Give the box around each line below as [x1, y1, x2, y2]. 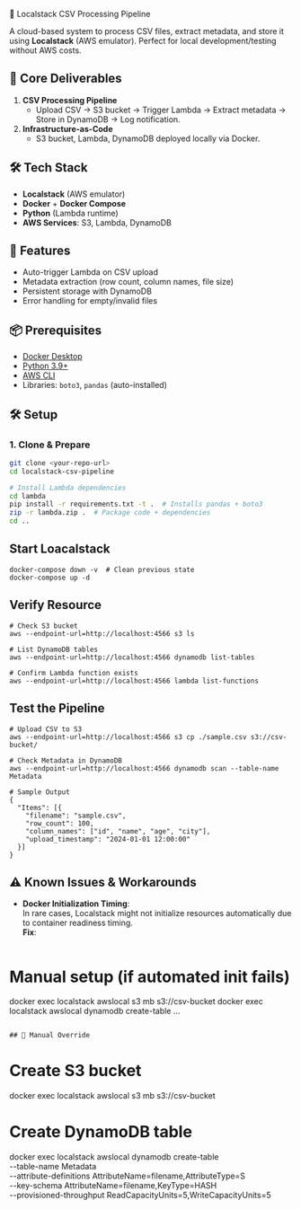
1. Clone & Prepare [9, 438, 91, 451]
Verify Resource [9, 597, 102, 613]
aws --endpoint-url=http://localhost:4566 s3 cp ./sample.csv [9, 732, 247, 741]
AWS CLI [22, 370, 56, 381]
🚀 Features [9, 243, 71, 259]
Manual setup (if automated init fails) [9, 966, 290, 987]
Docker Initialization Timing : [22, 898, 130, 909]
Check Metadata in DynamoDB [17, 755, 123, 765]
